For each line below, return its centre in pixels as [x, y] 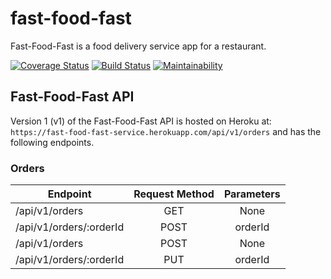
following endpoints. [52, 142]
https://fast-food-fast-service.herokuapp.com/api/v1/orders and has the [166, 131]
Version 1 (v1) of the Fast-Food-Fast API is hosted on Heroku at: [141, 121]
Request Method [174, 194]
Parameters [252, 194]
